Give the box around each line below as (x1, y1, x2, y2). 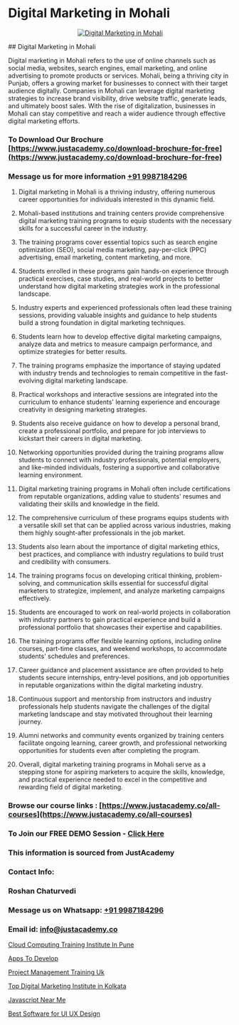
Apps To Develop (8, 954, 59, 962)
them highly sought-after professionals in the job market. (18, 529, 186, 537)
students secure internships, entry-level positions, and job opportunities (18, 673, 230, 682)
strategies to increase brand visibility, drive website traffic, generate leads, (8, 94, 227, 103)
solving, (18, 579, 42, 588)
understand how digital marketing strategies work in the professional (18, 282, 221, 291)
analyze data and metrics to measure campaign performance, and (18, 340, 213, 348)
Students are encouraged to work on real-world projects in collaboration (18, 608, 230, 617)
